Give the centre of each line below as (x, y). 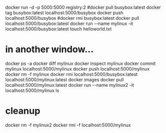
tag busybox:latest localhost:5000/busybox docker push (64, 13)
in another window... (49, 49)
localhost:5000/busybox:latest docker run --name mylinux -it (69, 23)
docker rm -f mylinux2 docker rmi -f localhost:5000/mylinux (68, 125)
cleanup (23, 111)
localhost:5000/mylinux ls (32, 90)
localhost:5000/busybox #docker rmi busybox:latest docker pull (72, 18)
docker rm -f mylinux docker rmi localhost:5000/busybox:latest (72, 74)
